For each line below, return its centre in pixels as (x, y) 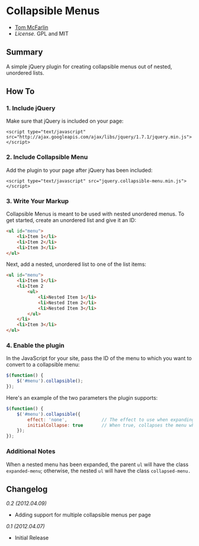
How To (20, 91)
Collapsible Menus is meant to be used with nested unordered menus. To (95, 214)
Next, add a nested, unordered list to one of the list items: (76, 264)
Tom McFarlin (31, 27)
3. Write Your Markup (38, 201)
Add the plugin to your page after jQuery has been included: (79, 170)
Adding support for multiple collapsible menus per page (83, 515)
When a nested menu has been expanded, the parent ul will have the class (97, 464)
